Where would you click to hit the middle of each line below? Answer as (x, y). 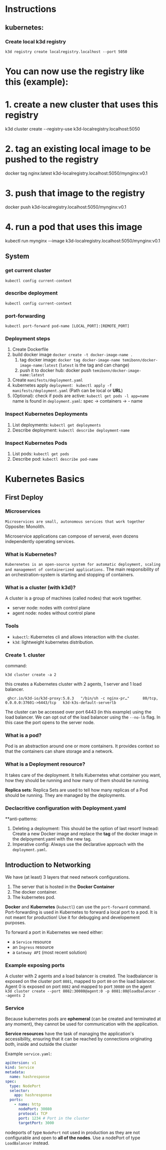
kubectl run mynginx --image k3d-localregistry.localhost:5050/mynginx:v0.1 (83, 241)
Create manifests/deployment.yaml (48, 380)
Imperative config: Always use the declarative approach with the (78, 844)
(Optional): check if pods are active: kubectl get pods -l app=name (81, 396)
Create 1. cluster (25, 655)
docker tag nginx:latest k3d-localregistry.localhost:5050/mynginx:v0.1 (76, 173)
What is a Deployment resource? (45, 764)
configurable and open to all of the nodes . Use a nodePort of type (73, 1138)
